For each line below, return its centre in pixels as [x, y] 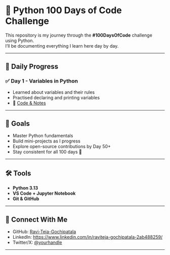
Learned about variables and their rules [54, 92]
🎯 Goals [18, 124]
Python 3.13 [25, 188]
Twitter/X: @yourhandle [37, 242]
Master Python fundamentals [43, 136]
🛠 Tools [18, 173]
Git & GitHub [26, 199]
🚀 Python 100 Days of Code [64, 10]
